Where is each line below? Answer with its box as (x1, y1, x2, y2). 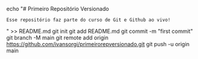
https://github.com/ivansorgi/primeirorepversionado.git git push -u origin (6, 41, 190, 47)
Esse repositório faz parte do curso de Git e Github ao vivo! (6, 17, 171, 23)
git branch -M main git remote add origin (6, 34, 109, 41)
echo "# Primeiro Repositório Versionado (6, 5, 109, 12)
